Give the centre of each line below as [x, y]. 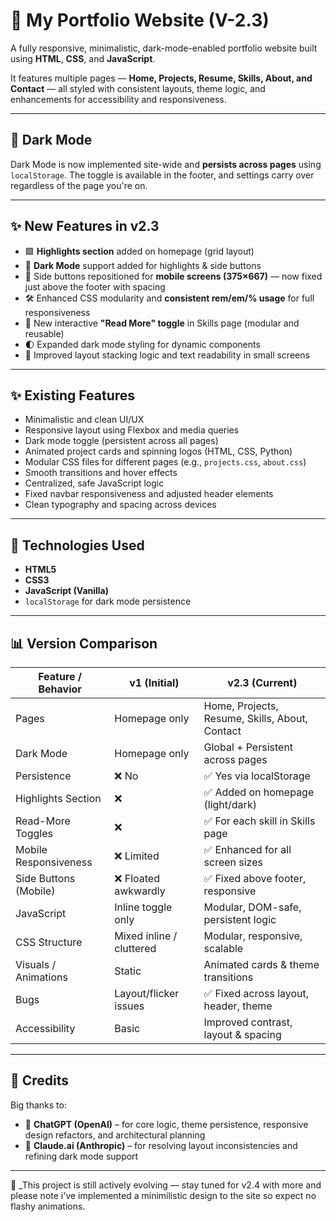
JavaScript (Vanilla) [67, 591]
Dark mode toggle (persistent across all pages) [121, 441]
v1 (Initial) [154, 682]
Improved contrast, [248, 1022]
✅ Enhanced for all [247, 849]
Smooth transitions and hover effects [101, 473]
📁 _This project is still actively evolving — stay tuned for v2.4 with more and [166, 1185]
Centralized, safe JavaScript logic [94, 483]
